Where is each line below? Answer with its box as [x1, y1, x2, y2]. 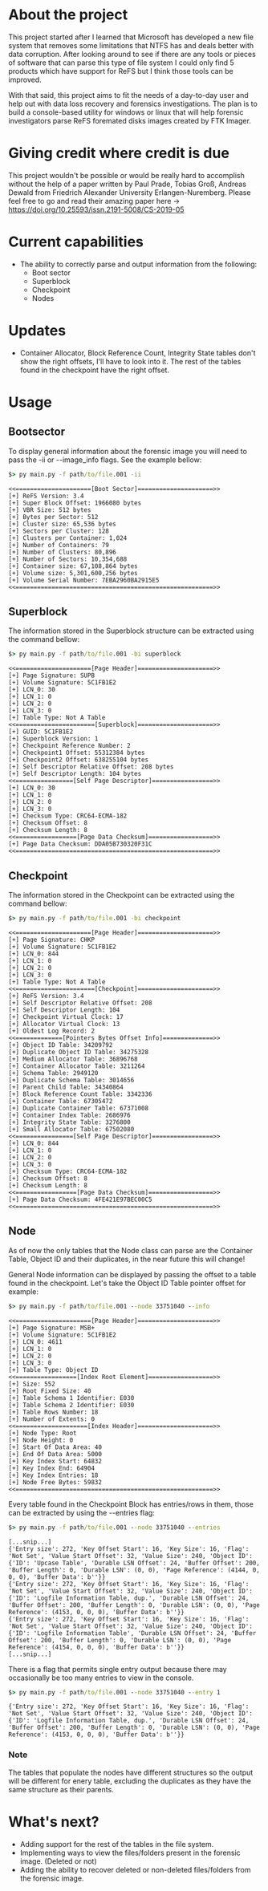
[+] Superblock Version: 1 [8, 735, 99, 743]
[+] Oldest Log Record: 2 [8, 1027, 95, 1035]
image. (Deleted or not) [19, 1856, 98, 1866]
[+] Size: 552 [8, 1380, 56, 1388]
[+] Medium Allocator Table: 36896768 [8, 1055, 138, 1063]
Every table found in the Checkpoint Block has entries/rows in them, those [8, 1499, 254, 1509]
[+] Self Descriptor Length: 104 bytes [8, 770, 142, 778]
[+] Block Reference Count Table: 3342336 [8, 1090, 152, 1098]
